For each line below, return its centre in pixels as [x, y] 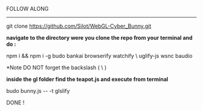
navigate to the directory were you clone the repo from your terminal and [99, 38]
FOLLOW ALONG [27, 9]
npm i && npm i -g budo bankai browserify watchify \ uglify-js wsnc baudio [99, 56]
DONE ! [15, 103]
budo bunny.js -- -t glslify [38, 91]
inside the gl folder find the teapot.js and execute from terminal [87, 79]
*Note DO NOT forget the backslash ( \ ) [56, 68]
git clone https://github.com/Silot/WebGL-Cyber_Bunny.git [79, 26]
